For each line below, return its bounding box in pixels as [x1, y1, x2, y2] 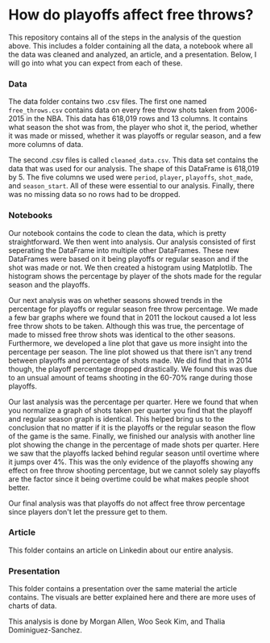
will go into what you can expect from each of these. [8, 58, 183, 68]
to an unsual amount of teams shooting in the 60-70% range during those [8, 372, 253, 382]
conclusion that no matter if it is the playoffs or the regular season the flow [8, 422, 256, 432]
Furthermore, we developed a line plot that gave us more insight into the [8, 338, 248, 348]
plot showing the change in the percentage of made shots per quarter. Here [8, 439, 260, 449]
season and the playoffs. [8, 279, 90, 289]
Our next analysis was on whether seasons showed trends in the [8, 295, 223, 305]
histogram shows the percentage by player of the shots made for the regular [8, 271, 262, 280]
